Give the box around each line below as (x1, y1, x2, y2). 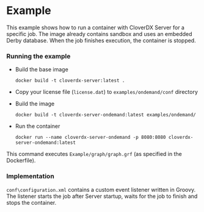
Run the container (15, 122, 60, 130)
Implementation (6, 172, 55, 180)
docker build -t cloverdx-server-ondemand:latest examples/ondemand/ (15, 112, 197, 118)
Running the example (6, 52, 71, 60)
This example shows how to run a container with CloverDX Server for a (6, 24, 185, 31)
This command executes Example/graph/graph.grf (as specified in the (6, 150, 182, 158)
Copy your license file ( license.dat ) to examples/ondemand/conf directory (15, 88, 199, 96)
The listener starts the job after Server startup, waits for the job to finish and (6, 193, 198, 200)
